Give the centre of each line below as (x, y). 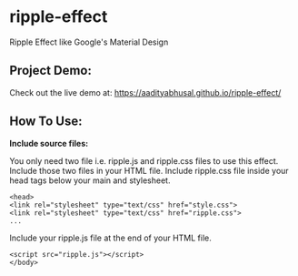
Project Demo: (51, 71)
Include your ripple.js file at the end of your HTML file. (110, 238)
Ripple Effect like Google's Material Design (89, 42)
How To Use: (46, 122)
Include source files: (49, 143)
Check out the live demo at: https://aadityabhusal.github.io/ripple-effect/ (145, 92)
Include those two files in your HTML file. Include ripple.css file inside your (149, 170)
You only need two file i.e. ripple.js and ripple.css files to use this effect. (144, 160)
